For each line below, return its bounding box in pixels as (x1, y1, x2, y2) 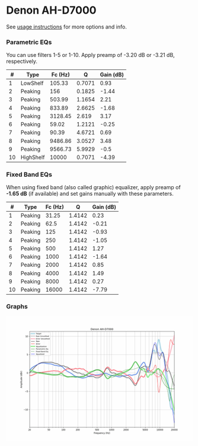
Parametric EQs (6, 38, 52, 46)
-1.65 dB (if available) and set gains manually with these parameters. (6, 190, 174, 197)
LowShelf (20, 79, 44, 87)
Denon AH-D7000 (6, 4, 97, 17)
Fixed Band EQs (6, 170, 52, 179)
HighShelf (20, 154, 45, 161)
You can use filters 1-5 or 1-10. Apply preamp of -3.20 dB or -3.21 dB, (6, 52, 175, 59)
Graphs (6, 302, 28, 311)
